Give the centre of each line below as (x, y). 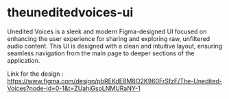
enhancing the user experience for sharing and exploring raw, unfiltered (109, 38)
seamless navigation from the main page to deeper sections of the (101, 53)
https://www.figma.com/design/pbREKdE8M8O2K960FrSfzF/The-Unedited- (115, 81)
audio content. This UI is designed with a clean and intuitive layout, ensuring (115, 46)
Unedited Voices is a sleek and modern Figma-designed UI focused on (107, 31)
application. (24, 60)
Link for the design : (35, 74)
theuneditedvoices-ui (70, 13)
